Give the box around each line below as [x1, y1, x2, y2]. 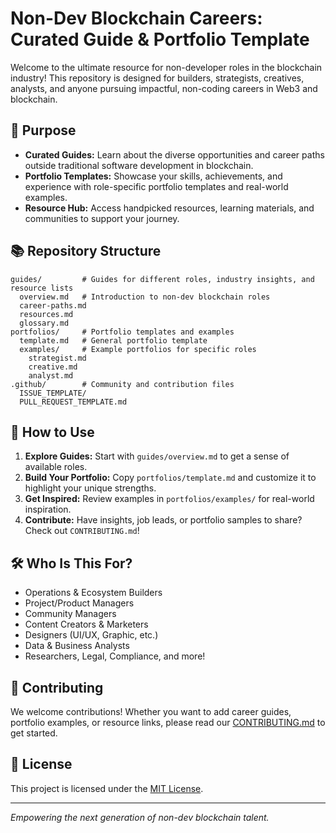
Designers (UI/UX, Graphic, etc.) [24, 629, 159, 641]
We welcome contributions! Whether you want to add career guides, [10, 706, 292, 717]
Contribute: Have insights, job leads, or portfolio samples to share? [24, 514, 303, 526]
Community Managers [24, 608, 117, 620]
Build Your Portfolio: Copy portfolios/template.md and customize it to [24, 472, 317, 484]
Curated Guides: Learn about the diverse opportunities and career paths [24, 148, 325, 161]
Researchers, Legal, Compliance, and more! [24, 650, 206, 662]
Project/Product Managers [24, 597, 135, 609]
